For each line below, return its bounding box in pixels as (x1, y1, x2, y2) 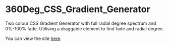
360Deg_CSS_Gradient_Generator (5, 4, 150, 15)
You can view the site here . (5, 35, 62, 41)
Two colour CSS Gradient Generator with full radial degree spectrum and (5, 20, 156, 26)
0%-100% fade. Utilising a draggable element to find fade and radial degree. (5, 25, 164, 31)
